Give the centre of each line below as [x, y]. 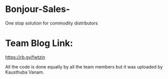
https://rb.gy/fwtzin [25, 57]
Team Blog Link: [39, 43]
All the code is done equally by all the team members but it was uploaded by [84, 66]
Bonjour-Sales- [38, 9]
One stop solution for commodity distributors [52, 23]
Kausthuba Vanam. [25, 72]
